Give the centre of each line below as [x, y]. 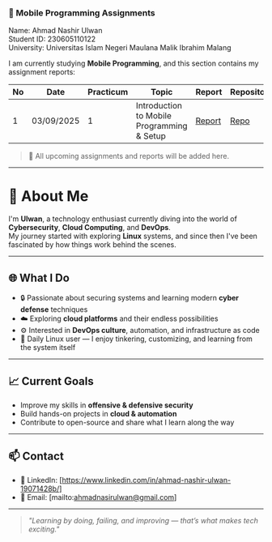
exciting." [44, 529]
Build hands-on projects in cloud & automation [98, 413]
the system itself [48, 348]
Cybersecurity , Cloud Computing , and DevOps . [90, 228]
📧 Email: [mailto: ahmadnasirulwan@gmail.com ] [98, 497]
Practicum [108, 92]
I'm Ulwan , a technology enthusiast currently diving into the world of [123, 219]
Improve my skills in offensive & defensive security [106, 405]
